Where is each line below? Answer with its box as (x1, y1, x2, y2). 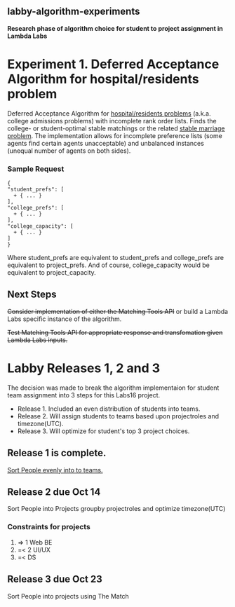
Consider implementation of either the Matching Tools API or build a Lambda (7, 307, 229, 315)
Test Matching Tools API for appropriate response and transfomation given (7, 328, 223, 336)
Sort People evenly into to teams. (7, 465, 103, 474)
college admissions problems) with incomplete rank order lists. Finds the (7, 116, 217, 125)
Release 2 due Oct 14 (7, 486, 101, 498)
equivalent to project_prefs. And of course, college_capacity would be (7, 261, 210, 269)
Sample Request (7, 164, 65, 174)
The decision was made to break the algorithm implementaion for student (7, 383, 220, 392)
